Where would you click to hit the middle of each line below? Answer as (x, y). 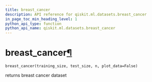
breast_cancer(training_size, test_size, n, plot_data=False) (71, 66)
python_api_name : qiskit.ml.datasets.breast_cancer (60, 28)
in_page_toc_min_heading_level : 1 (41, 19)
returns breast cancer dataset (36, 76)
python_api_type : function (33, 24)
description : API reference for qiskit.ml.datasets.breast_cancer (76, 14)
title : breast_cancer (28, 10)
